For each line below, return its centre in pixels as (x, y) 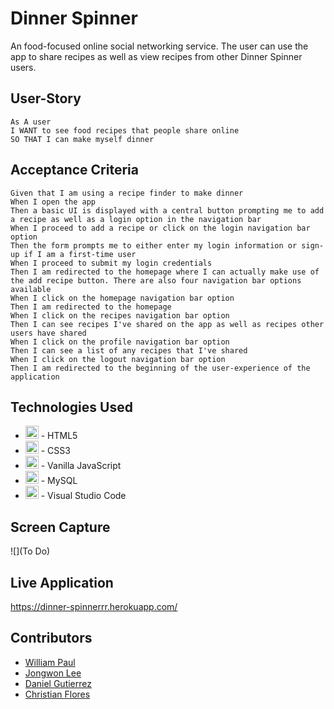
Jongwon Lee (53, 673)
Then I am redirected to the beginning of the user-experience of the (160, 368)
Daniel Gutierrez (58, 683)
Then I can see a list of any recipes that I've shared (129, 350)
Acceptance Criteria (74, 170)
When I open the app (53, 202)
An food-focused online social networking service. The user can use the (159, 46)
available (31, 289)
